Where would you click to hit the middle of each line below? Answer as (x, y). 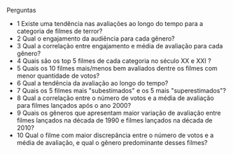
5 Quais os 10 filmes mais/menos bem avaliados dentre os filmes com (117, 68)
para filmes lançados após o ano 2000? (74, 105)
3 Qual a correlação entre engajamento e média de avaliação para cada (120, 46)
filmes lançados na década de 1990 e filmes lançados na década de (114, 120)
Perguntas (21, 10)
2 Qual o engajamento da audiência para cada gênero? (96, 38)
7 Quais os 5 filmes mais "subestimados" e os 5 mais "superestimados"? (121, 91)
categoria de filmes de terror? (59, 31)
